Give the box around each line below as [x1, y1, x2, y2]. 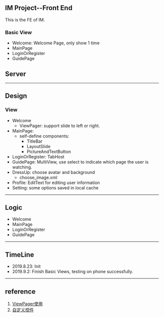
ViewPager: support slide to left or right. [19, 123, 100, 129]
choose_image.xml [19, 174, 58, 180]
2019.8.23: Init [12, 263, 41, 269]
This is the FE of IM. [5, 17, 45, 22]
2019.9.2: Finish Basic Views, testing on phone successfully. [12, 269, 133, 275]
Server [5, 70, 26, 78]
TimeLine [5, 250, 34, 259]
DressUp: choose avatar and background [12, 169, 95, 175]
